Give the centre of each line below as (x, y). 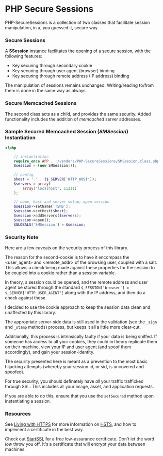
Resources (18, 414)
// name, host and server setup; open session (62, 202)
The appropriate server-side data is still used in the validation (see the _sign (81, 322)
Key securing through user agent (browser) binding (63, 71)
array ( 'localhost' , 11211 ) (50, 188)
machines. (15, 449)
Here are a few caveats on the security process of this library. (67, 248)
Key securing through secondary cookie (52, 66)
